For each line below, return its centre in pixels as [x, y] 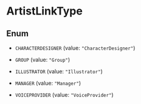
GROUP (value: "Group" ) [43, 60]
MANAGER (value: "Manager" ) [48, 83]
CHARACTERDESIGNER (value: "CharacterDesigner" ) [75, 48]
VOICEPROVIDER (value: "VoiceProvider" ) [64, 95]
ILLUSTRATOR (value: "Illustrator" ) [59, 71]
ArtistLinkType [45, 11]
